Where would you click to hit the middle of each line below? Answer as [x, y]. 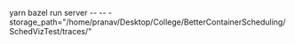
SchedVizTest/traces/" [51, 31]
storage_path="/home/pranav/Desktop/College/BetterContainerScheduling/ [147, 22]
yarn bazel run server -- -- [58, 13]
